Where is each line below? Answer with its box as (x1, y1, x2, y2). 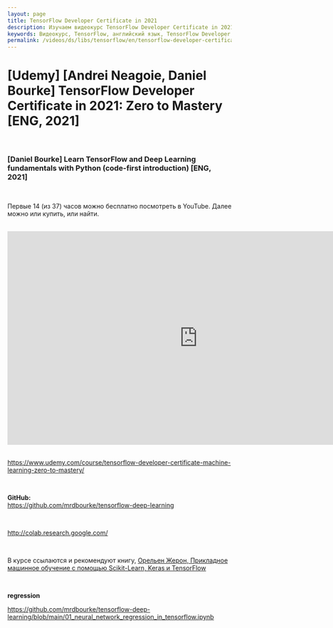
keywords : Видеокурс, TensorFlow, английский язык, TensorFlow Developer (7, 30, 231, 38)
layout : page (7, 10, 46, 18)
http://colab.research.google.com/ (7, 528, 108, 538)
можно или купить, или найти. (7, 209, 100, 218)
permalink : (7, 37, 40, 44)
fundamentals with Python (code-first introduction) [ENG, (7, 163, 211, 173)
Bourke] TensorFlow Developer (7, 83, 195, 99)
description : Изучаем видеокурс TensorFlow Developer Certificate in (7, 23, 218, 31)
